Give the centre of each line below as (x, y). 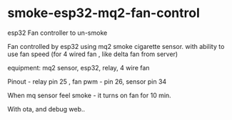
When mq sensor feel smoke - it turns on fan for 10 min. (89, 95)
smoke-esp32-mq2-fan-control (104, 13)
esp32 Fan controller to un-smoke (57, 33)
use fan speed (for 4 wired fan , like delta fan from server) (93, 54)
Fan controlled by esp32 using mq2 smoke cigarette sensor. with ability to (116, 46)
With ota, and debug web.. (46, 109)
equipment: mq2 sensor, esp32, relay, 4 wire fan (79, 67)
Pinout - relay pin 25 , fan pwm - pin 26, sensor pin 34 (87, 81)
